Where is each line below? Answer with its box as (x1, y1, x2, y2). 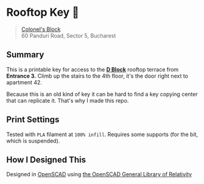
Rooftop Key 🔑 (6, 5, 79, 19)
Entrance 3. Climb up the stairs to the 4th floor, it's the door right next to (6, 72, 189, 80)
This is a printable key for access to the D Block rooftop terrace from (6, 66, 179, 73)
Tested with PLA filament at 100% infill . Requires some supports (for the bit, (6, 131, 199, 138)
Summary (6, 50, 44, 60)
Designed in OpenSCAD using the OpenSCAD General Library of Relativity (6, 171, 192, 178)
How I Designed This (6, 154, 86, 165)
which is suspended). (6, 137, 60, 145)
